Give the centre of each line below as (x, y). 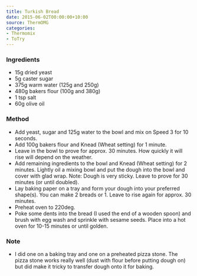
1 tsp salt (25, 97)
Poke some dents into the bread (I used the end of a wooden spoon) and (103, 213)
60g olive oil (29, 104)
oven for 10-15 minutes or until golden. (61, 226)
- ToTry (16, 39)
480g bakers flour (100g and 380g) (58, 91)
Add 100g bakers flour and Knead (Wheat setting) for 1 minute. (91, 144)
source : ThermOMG (27, 22)
